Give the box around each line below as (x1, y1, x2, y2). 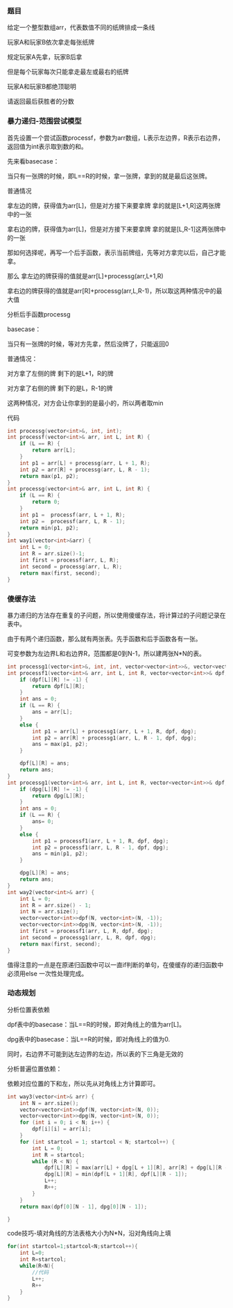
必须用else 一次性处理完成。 (7, 969, 88, 978)
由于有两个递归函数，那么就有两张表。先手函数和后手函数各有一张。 (7, 635, 202, 643)
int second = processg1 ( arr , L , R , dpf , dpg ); (19, 934, 157, 941)
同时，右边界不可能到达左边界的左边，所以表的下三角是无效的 (7, 1049, 184, 1058)
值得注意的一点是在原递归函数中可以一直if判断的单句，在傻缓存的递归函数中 (7, 960, 224, 968)
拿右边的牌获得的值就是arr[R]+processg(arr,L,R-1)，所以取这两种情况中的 (7, 287, 216, 295)
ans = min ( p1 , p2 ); (32, 850, 89, 857)
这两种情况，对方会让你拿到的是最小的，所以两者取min (7, 399, 164, 407)
